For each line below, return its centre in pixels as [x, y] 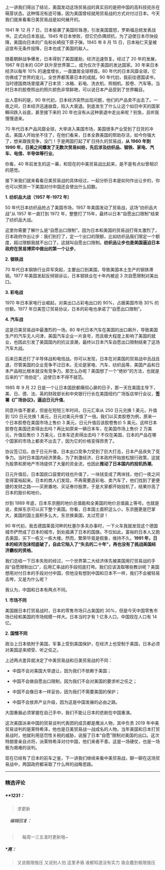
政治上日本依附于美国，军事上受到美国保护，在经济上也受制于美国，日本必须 [82, 644]
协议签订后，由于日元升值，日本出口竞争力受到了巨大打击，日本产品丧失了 [80, 451]
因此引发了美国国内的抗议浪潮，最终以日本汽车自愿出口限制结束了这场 [89, 342]
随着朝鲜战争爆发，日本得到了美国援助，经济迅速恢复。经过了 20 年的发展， [82, 59]
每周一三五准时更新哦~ [45, 837]
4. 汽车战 [14, 319]
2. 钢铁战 [14, 259]
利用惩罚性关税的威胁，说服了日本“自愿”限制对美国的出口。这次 [95, 735]
